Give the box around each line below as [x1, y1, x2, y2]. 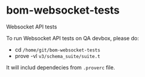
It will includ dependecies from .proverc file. [6, 63, 115, 71]
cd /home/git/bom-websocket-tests [14, 46, 100, 53]
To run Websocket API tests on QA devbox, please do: [6, 34, 139, 41]
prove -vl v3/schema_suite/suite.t [14, 52, 100, 59]
